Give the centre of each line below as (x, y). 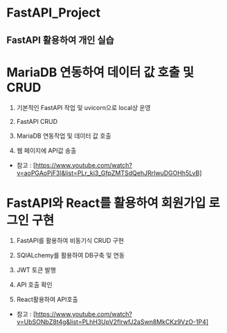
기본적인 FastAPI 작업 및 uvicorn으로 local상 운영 (83, 107)
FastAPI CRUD (37, 121)
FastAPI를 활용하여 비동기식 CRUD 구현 (70, 241)
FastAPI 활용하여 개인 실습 (61, 40)
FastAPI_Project (54, 13)
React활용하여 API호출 (47, 300)
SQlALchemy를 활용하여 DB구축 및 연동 (71, 255)
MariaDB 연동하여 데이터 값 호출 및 (100, 72)
